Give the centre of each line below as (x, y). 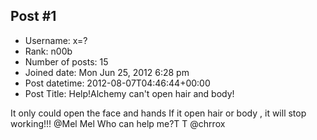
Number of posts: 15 (66, 61)
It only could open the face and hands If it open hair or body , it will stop (158, 113)
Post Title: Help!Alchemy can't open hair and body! (129, 93)
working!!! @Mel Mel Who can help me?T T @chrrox (118, 123)
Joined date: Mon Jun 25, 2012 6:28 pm (107, 72)
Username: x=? (56, 40)
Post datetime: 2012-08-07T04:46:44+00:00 (117, 83)
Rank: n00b (48, 51)
